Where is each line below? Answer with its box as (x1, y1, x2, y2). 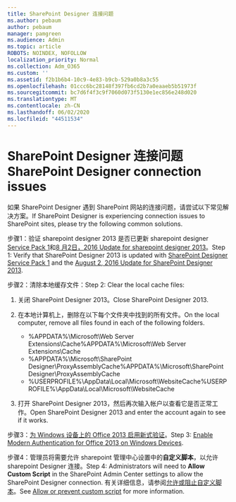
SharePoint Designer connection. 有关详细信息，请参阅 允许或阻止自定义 (7, 478, 216, 486)
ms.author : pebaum (7, 17, 61, 24)
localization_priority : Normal (7, 56, 99, 64)
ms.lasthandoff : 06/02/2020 (7, 109, 90, 116)
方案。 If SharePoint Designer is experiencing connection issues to (13, 211, 206, 220)
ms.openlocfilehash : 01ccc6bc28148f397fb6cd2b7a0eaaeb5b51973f (7, 83, 197, 90)
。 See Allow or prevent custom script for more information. (13, 486, 185, 495)
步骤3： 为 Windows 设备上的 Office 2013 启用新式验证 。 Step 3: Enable (7, 430, 213, 438)
